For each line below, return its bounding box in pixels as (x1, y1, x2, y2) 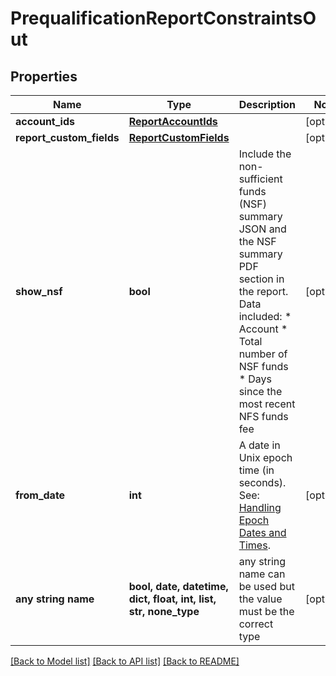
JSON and (238, 222, 287, 236)
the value (238, 592, 283, 606)
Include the (238, 147, 292, 161)
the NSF (238, 235, 277, 248)
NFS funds (238, 410, 289, 423)
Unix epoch (238, 451, 293, 464)
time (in (238, 463, 275, 477)
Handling (238, 501, 282, 514)
